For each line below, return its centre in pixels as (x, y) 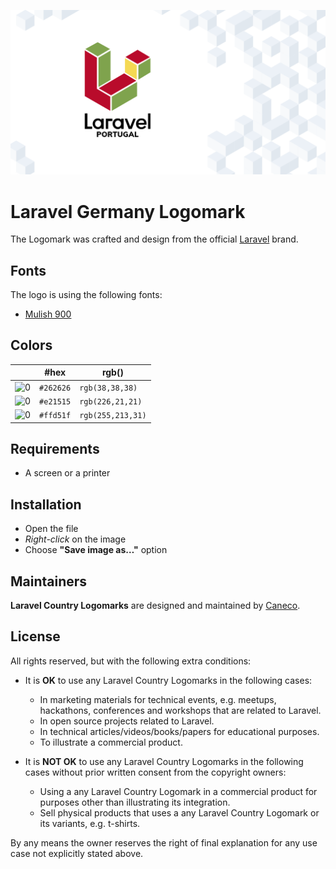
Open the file (51, 529)
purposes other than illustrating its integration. (135, 802)
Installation (46, 504)
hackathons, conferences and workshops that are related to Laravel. (180, 710)
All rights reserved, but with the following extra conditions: (131, 661)
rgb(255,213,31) (113, 416)
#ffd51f (55, 416)
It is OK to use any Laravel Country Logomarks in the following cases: (168, 680)
